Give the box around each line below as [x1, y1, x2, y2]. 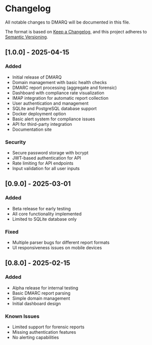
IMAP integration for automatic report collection [12, 95, 109, 101]
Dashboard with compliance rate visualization [12, 89, 104, 96]
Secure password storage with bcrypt [12, 149, 89, 155]
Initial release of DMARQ [12, 74, 62, 80]
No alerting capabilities [12, 334, 59, 340]
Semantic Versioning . [5, 34, 48, 40]
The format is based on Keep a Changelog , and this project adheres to [5, 29, 147, 34]
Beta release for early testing [12, 205, 71, 211]
